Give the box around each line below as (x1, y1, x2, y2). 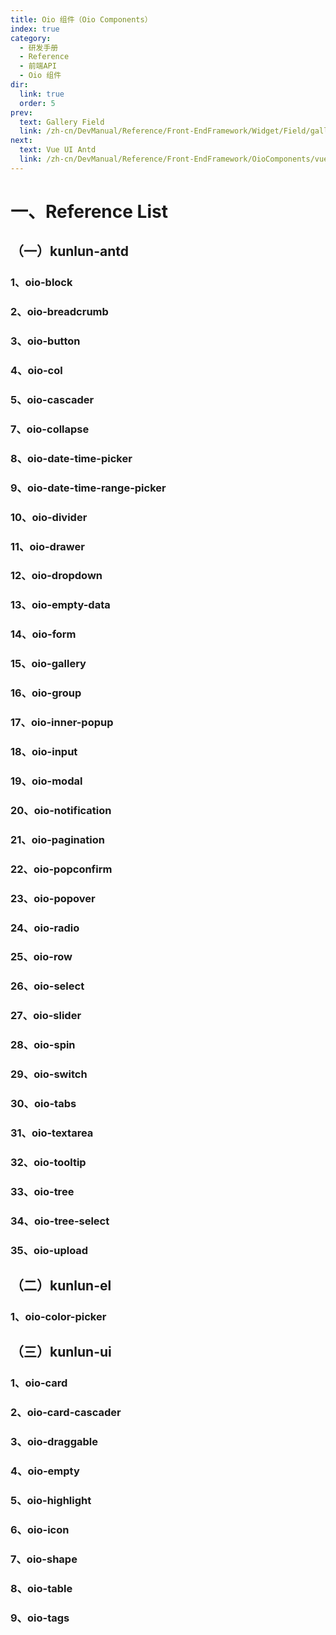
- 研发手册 (19, 42, 59, 53)
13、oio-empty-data (10, 598, 111, 612)
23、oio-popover (10, 891, 96, 905)
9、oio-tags (10, 1611, 70, 1625)
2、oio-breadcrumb (10, 305, 109, 319)
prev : (10, 107, 33, 118)
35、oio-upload (10, 1243, 89, 1257)
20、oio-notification (10, 803, 112, 817)
